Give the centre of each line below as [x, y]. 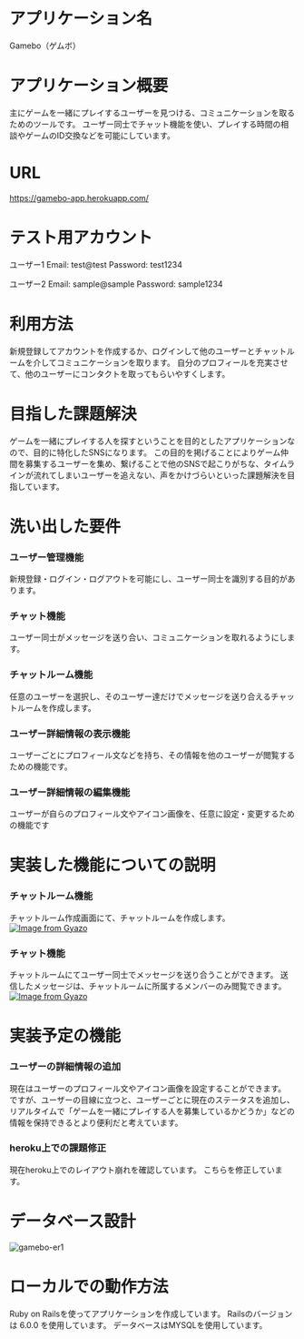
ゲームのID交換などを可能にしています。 [100, 135]
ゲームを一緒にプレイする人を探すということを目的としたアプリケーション [148, 441]
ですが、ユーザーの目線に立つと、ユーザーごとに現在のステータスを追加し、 [152, 1100]
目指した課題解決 [74, 414]
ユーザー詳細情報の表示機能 [70, 734]
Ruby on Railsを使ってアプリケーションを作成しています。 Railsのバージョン [151, 1314]
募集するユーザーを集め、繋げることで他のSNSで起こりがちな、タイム [156, 463]
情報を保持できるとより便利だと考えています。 [96, 1122]
